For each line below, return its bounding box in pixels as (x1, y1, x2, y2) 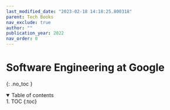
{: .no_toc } (6, 80, 33, 87)
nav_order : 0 (6, 36, 38, 42)
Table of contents (11, 91, 54, 98)
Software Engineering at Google (6, 61, 165, 74)
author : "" (6, 25, 33, 31)
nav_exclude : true (6, 19, 51, 25)
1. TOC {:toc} (6, 98, 37, 105)
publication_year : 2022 (6, 30, 64, 36)
